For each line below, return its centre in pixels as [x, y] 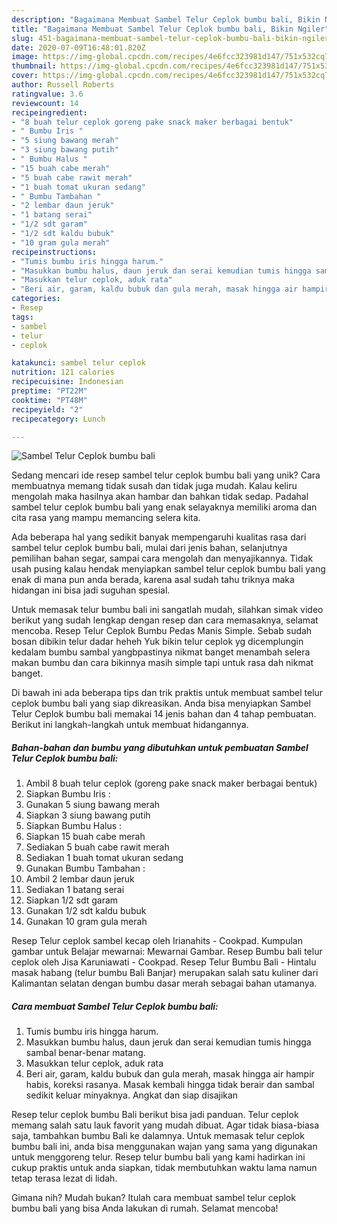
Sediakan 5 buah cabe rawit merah [97, 847]
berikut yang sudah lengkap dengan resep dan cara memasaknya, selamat [165, 620]
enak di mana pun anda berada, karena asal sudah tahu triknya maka [153, 580]
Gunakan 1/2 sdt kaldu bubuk [86, 911]
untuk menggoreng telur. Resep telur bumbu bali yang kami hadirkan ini [158, 1157]
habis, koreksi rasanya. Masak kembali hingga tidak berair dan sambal [170, 1085]
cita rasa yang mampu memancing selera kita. [106, 518]
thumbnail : [34, 66]
